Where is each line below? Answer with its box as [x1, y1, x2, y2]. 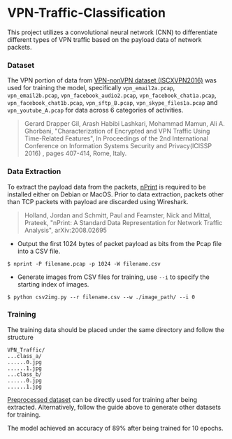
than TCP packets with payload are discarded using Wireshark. [7, 197, 189, 206]
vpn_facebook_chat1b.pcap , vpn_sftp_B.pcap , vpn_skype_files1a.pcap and [7, 99, 218, 107]
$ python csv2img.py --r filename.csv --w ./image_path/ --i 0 [7, 294, 196, 301]
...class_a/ [7, 352, 42, 359]
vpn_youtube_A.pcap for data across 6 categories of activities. [7, 106, 184, 115]
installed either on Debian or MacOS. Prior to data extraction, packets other [7, 190, 224, 199]
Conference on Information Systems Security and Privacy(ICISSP [24, 142, 212, 150]
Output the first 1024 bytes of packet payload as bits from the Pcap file [17, 239, 222, 247]
